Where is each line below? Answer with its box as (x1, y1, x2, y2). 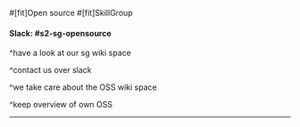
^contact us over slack (9, 65, 92, 75)
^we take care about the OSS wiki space (9, 82, 158, 92)
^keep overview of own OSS (9, 99, 113, 110)
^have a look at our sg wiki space (9, 48, 131, 59)
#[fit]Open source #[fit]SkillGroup (9, 8, 133, 18)
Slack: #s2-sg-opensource (9, 28, 112, 38)
